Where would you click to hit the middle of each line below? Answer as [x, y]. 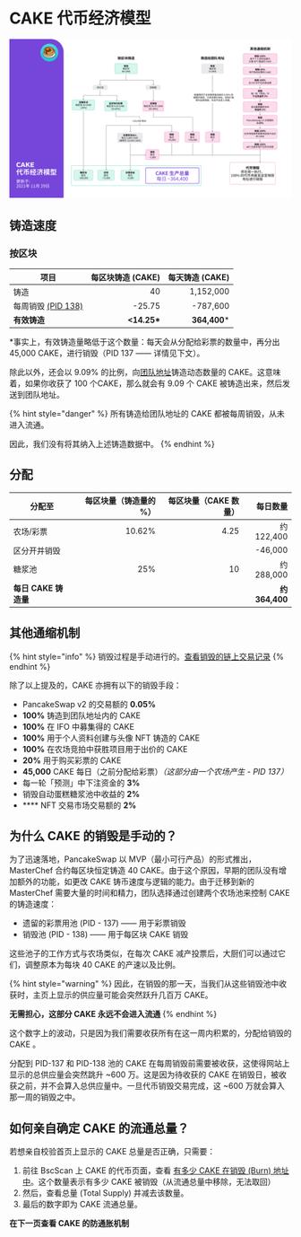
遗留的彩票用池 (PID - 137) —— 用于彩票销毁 [104, 923]
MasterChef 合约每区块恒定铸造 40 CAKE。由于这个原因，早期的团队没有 [144, 871]
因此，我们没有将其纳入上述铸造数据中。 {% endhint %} [112, 443]
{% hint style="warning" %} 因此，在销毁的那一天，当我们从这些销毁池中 [144, 984]
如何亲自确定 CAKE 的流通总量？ [99, 1128]
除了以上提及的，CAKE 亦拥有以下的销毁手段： [95, 685]
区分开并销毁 [37, 550]
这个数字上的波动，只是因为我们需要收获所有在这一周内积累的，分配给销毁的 [150, 1033]
